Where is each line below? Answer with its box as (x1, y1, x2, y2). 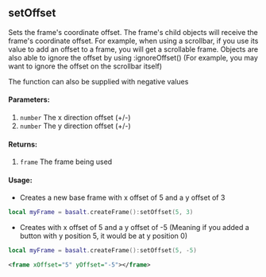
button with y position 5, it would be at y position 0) (19, 231, 188, 241)
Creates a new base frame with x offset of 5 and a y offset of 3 (19, 193, 226, 202)
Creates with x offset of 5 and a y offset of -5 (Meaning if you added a (19, 223, 250, 232)
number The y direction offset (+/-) (19, 121, 131, 131)
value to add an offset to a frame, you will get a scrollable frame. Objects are (8, 44, 259, 54)
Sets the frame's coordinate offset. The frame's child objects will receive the (8, 27, 258, 37)
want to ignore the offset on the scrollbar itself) (8, 61, 163, 71)
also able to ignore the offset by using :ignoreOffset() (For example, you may (8, 53, 258, 62)
